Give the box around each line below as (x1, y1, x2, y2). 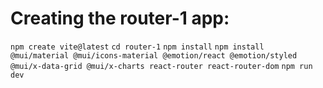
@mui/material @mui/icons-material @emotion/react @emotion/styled (10, 50, 298, 61)
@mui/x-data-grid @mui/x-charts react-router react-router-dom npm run (10, 61, 313, 71)
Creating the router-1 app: (10, 7, 230, 30)
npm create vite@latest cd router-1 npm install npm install (10, 42, 265, 52)
